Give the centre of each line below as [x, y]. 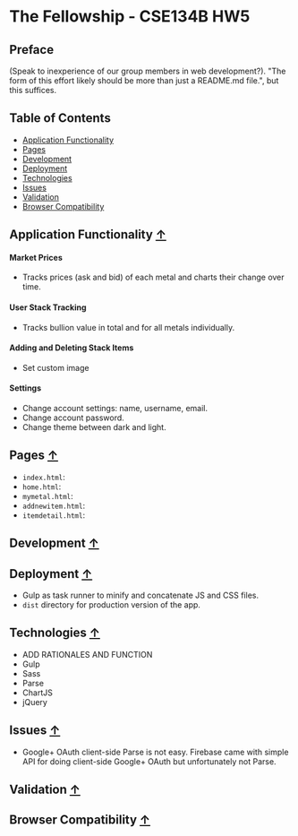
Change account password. [73, 418]
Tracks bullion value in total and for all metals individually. [128, 327]
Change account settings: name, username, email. [115, 409]
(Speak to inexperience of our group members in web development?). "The [148, 71]
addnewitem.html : [54, 505]
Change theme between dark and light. [94, 427]
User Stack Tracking [48, 307]
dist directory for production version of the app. [111, 605]
